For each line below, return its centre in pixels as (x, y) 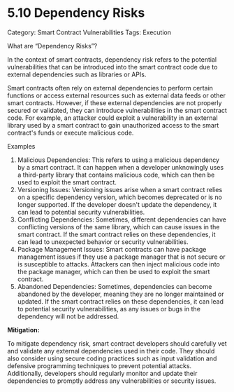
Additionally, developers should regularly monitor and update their (102, 373)
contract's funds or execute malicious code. (71, 133)
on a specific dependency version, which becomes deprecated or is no (119, 197)
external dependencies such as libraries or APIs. (77, 74)
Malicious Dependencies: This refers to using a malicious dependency (118, 160)
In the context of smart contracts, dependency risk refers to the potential (112, 59)
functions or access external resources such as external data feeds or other (116, 95)
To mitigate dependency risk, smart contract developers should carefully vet (117, 343)
